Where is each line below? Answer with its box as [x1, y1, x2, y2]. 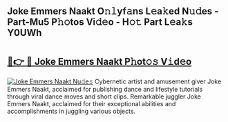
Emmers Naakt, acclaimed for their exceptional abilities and [7, 100, 176, 108]
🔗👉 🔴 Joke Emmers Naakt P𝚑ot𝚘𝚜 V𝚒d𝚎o [7, 55, 192, 68]
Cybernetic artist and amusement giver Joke [94, 77, 222, 85]
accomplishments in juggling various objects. [7, 107, 136, 115]
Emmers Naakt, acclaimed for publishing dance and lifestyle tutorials [7, 85, 203, 93]
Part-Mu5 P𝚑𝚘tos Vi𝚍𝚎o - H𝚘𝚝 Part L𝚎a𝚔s [7, 17, 193, 28]
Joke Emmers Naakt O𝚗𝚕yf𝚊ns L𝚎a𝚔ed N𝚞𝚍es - [7, 6, 219, 17]
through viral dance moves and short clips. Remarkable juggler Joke [7, 92, 202, 101]
